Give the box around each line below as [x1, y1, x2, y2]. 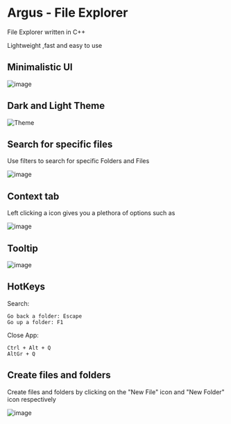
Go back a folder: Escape [7, 312, 82, 320]
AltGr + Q [7, 350, 36, 357]
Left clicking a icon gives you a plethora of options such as [7, 209, 176, 217]
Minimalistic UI [7, 61, 73, 74]
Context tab [7, 190, 60, 202]
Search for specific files [7, 138, 113, 150]
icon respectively [7, 395, 57, 403]
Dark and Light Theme [7, 100, 105, 112]
